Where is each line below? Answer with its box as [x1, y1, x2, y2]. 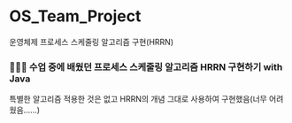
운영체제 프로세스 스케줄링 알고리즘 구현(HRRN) [9, 36, 174, 47]
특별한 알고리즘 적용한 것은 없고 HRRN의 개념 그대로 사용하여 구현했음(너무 [9, 94, 267, 104]
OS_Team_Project [9, 6, 142, 27]
